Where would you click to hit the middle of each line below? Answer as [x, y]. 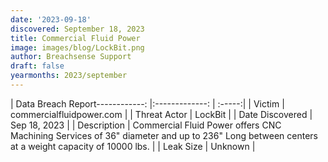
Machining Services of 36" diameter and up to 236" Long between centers [164, 135]
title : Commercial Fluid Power [75, 38]
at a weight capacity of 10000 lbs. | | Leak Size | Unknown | [133, 146]
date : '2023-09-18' [51, 19]
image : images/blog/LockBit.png [77, 47]
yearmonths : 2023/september [69, 76]
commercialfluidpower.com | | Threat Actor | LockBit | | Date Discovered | [161, 114]
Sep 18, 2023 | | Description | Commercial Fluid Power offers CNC [146, 125]
